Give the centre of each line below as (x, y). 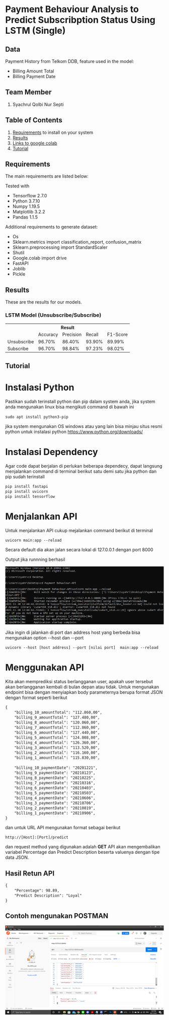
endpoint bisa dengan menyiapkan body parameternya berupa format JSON (84, 692)
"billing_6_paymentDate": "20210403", (55, 788)
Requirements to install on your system (53, 132)
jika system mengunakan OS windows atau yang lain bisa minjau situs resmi (84, 426)
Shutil (18, 253)
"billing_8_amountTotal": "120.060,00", (57, 723)
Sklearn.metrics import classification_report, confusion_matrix (77, 242)
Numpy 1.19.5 (26, 206)
